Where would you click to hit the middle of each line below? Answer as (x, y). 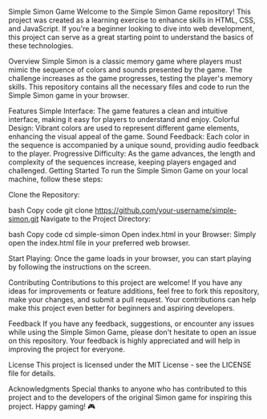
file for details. (32, 373)
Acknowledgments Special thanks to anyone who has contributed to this (127, 389)
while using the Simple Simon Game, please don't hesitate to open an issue (132, 332)
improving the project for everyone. (67, 349)
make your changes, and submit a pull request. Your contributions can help (132, 299)
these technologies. (41, 46)
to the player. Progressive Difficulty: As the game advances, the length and (132, 153)
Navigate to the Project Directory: (95, 219)
